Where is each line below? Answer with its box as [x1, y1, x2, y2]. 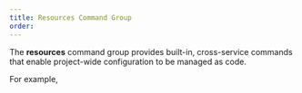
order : [9, 22, 35, 31]
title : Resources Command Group [9, 13, 132, 23]
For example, [9, 73, 59, 84]
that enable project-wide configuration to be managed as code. [9, 56, 247, 67]
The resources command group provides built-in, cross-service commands [9, 46, 293, 57]
